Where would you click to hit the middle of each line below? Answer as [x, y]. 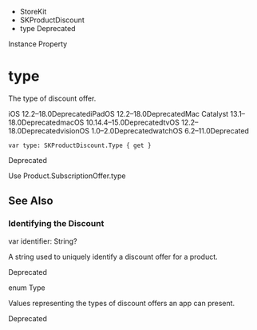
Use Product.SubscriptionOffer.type [67, 176]
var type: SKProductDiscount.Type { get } [80, 145]
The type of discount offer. [52, 98]
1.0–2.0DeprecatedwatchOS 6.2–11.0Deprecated [170, 130]
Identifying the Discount [56, 224]
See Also [31, 201]
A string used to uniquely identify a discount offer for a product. [113, 256]
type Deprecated [47, 28]
